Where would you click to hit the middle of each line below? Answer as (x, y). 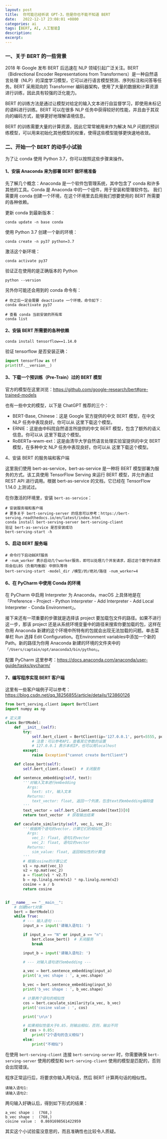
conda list (16, 319)
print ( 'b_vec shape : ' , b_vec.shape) (63, 990)
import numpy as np (25, 709)
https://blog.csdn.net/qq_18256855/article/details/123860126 (68, 695)
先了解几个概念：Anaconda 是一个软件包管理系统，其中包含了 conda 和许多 (83, 183)
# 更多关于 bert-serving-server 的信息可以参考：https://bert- (68, 513)
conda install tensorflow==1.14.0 (41, 341)
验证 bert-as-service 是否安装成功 (39, 528)
